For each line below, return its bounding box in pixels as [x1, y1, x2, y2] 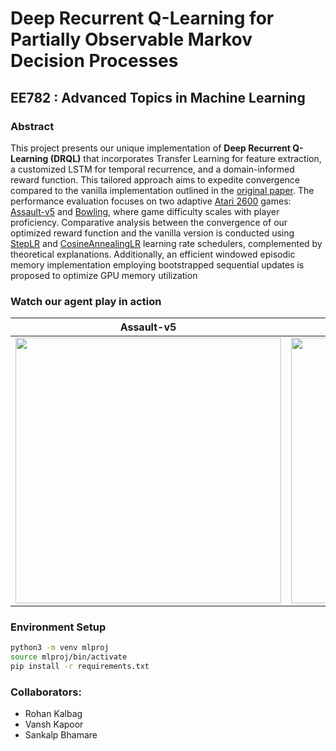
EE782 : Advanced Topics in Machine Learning [10, 89, 306, 106]
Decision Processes [10, 50, 179, 72]
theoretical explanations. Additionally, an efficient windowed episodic [10, 248, 296, 260]
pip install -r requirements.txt [10, 662, 150, 672]
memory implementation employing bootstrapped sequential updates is [10, 258, 305, 271]
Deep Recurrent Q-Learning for [10, 7, 275, 30]
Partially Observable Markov [10, 28, 253, 51]
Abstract [10, 119, 55, 133]
